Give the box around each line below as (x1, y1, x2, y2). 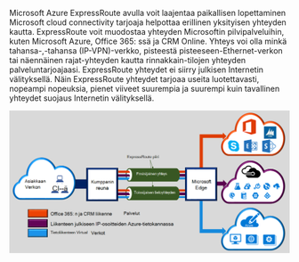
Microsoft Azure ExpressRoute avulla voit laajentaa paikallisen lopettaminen (9, 8, 287, 18)
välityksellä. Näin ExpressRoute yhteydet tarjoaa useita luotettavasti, (9, 74, 260, 84)
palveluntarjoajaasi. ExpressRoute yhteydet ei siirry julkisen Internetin (9, 64, 264, 75)
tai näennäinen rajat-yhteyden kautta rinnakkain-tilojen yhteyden (9, 55, 246, 65)
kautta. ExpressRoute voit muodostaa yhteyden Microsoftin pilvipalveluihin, (9, 27, 285, 37)
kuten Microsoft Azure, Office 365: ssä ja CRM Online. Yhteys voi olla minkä (9, 36, 287, 46)
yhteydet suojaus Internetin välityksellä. (9, 93, 155, 103)
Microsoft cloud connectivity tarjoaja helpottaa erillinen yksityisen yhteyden (9, 17, 287, 28)
